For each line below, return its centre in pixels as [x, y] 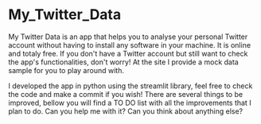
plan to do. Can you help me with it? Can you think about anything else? [126, 111]
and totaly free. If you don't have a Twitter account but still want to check [128, 53]
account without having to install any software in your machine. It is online [130, 45]
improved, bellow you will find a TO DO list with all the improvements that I [130, 103]
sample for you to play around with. [66, 70]
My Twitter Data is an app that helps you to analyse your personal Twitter [128, 37]
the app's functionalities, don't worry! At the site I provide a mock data [123, 62]
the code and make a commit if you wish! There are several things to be [126, 94]
